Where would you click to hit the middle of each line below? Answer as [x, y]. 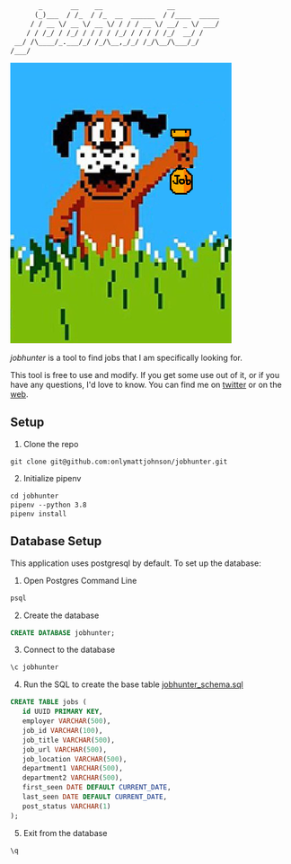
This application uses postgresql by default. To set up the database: [136, 563]
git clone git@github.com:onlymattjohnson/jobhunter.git [119, 462]
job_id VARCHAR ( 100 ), [62, 730]
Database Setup [56, 541]
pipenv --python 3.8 [49, 505]
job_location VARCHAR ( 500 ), [75, 759]
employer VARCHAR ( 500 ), [66, 721]
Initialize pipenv [52, 478]
